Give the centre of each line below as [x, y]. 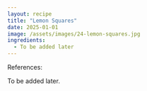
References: [25, 67]
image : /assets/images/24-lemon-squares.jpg [74, 34]
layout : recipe [30, 14]
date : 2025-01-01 [33, 27]
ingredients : [27, 41]
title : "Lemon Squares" [42, 21]
